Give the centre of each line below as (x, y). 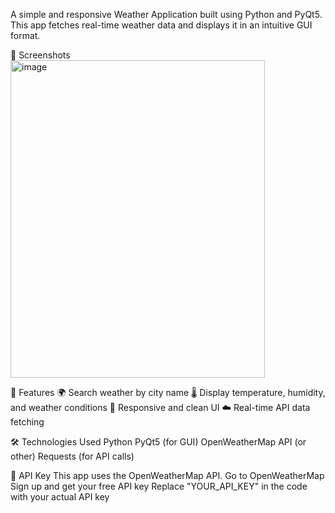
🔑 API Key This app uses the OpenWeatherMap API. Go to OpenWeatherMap (167, 475)
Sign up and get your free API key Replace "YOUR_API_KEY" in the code (159, 486)
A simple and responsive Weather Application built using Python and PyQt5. (166, 14)
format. (25, 35)
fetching (27, 422)
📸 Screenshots (40, 55)
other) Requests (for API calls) (72, 456)
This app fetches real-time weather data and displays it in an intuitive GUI (161, 25)
